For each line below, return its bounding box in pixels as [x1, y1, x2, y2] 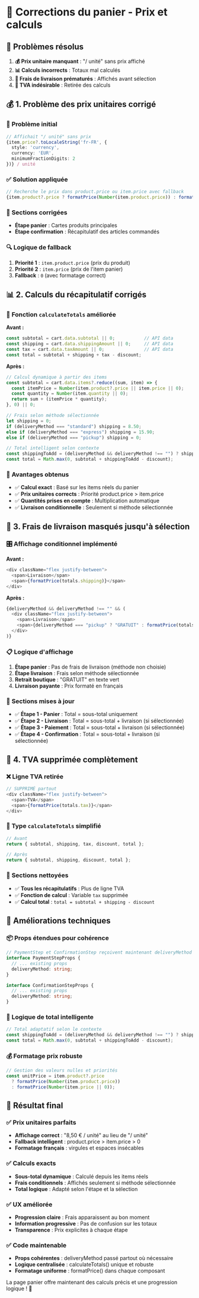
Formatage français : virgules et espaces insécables [14, 1144, 144, 1151]
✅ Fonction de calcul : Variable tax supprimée [14, 891, 129, 898]
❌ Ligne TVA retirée [6, 772, 64, 780]
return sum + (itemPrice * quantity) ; [11, 396, 108, 403]
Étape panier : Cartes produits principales [14, 222, 117, 229]
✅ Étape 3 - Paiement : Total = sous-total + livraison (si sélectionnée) [14, 724, 185, 731]
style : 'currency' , [11, 145, 60, 151]
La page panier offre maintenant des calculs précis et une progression [6, 1279, 178, 1286]
